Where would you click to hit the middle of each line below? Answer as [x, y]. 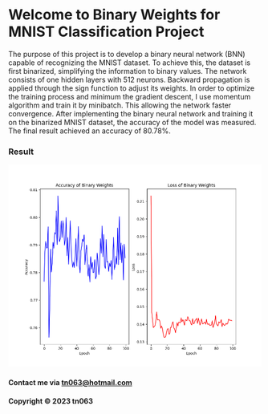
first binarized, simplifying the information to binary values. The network [128, 71]
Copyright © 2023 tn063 [51, 401]
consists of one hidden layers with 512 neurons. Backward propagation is [129, 79]
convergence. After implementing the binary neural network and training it [131, 113]
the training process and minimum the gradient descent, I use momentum [130, 96]
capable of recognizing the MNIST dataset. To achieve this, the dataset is [130, 63]
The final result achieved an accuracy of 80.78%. [89, 131]
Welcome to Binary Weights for [114, 15]
